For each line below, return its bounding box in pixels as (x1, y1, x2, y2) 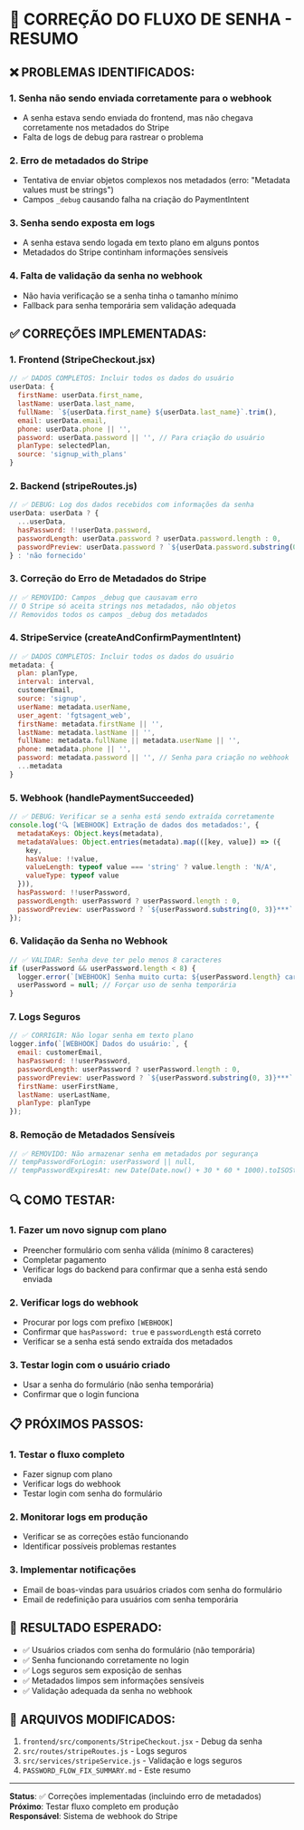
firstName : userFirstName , (17, 1081, 119, 1091)
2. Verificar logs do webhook (9, 1296, 138, 1308)
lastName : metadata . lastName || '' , (17, 728, 156, 737)
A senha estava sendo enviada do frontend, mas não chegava (22, 112, 253, 122)
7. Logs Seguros (9, 1011, 81, 1023)
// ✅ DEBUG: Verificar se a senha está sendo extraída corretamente (9, 812, 275, 821)
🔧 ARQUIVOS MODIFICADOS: (9, 1711, 176, 1727)
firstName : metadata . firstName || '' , (17, 719, 165, 729)
